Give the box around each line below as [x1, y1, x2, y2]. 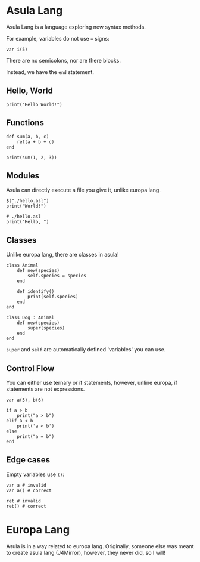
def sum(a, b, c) [6, 134, 49, 140]
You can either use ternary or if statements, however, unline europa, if [6, 379, 177, 386]
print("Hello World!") [6, 101, 62, 107]
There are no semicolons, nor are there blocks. [6, 57, 121, 64]
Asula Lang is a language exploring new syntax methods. [6, 23, 146, 30]
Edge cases [6, 455, 51, 465]
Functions [6, 118, 45, 128]
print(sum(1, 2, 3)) [6, 155, 58, 160]
